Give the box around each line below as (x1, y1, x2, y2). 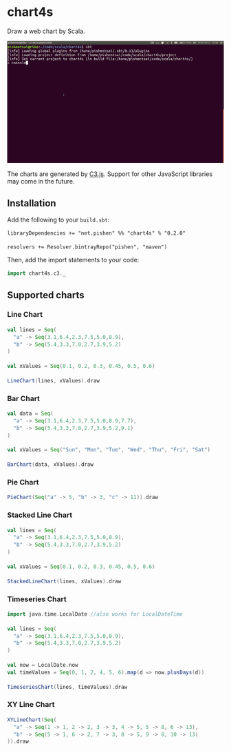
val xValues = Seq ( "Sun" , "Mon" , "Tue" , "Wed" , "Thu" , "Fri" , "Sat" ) (7, 447, 211, 453)
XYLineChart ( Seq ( (7, 716, 57, 723)
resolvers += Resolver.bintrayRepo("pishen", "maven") (7, 244, 168, 251)
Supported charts (7, 289, 85, 301)
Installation (7, 197, 56, 209)
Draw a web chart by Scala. (7, 27, 85, 35)
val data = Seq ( (7, 410, 54, 418)
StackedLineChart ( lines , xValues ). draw (7, 578, 122, 585)
